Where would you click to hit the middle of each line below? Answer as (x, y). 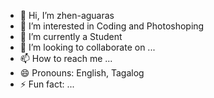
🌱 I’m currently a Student (71, 36)
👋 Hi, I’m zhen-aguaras (67, 15)
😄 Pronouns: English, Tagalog (82, 73)
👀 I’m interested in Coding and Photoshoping (112, 26)
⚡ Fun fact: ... (47, 84)
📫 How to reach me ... (66, 58)
